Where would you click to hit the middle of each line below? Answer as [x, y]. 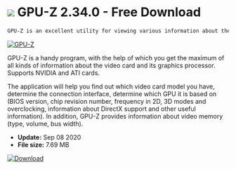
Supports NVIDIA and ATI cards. [54, 73]
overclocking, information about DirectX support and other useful [102, 109]
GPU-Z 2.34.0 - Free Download [109, 12]
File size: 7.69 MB [43, 144]
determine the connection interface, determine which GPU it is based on [112, 94]
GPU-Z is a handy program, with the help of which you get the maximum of [116, 58]
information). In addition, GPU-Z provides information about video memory [115, 116]
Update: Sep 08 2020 [49, 137]
